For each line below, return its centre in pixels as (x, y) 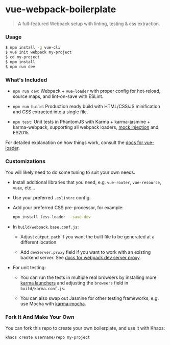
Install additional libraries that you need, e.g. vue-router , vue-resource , (87, 182)
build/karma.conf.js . (43, 289)
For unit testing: (29, 268)
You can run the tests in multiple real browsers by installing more (88, 277)
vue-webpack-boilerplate (61, 9)
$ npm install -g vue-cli (33, 48)
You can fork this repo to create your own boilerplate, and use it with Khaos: (85, 328)
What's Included (26, 79)
